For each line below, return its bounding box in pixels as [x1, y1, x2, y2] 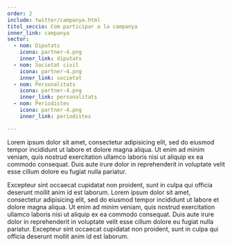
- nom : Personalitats [13, 81, 76, 88]
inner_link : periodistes [19, 113, 91, 120]
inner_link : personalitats [19, 94, 98, 101]
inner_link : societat [19, 74, 82, 82]
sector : [7, 36, 30, 43]
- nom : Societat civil [13, 61, 79, 68]
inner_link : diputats [19, 55, 82, 62]
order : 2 [7, 10, 33, 17]
